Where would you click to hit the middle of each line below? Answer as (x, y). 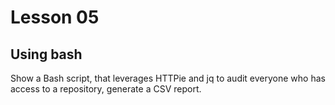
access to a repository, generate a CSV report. (106, 89)
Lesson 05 (55, 17)
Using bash (46, 54)
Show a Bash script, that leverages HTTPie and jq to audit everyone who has (168, 78)
